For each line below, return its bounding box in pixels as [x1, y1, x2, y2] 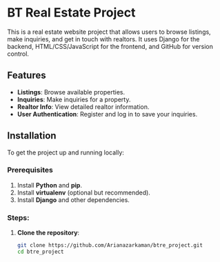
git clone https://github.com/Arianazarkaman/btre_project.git [17, 242, 203, 249]
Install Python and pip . [17, 181, 83, 189]
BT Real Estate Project [7, 5, 136, 21]
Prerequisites [7, 165, 53, 175]
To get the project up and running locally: [7, 148, 124, 157]
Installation [7, 130, 57, 142]
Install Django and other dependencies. [17, 195, 130, 204]
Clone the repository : [17, 229, 80, 237]
